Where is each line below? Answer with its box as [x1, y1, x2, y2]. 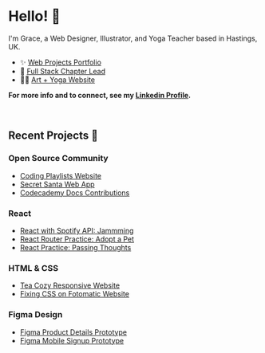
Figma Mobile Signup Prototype [19, 335, 125, 345]
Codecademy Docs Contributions [19, 187, 130, 198]
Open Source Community [8, 153, 109, 164]
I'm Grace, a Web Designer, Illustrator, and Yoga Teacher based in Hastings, [8, 33, 258, 43]
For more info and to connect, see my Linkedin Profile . [8, 90, 192, 100]
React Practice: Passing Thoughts [19, 242, 132, 252]
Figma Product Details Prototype [19, 327, 128, 337]
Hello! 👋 [8, 7, 61, 25]
